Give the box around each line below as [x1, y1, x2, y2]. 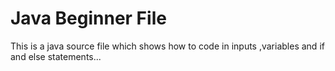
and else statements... [10, 50, 102, 62]
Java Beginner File [10, 7, 167, 30]
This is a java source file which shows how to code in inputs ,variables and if [10, 40, 325, 52]
